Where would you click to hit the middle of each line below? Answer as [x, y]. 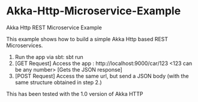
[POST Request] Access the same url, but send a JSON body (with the [102, 76]
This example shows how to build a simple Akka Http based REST [87, 39]
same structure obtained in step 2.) [58, 82]
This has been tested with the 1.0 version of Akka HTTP [75, 94]
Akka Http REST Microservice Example [54, 27]
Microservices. [25, 45]
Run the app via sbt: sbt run [49, 57]
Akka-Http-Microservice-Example [94, 11]
